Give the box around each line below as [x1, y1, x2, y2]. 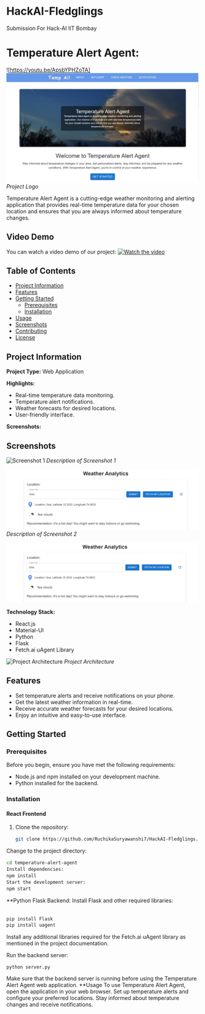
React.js [15, 620, 36, 627]
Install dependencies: [6, 867, 64, 873]
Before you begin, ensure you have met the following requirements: [6, 761, 176, 769]
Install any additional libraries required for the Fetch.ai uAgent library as [6, 933, 186, 941]
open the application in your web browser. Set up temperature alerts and [6, 988, 189, 995]
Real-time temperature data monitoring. [15, 391, 115, 399]
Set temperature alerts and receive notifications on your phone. [15, 692, 175, 699]
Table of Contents [6, 266, 76, 276]
